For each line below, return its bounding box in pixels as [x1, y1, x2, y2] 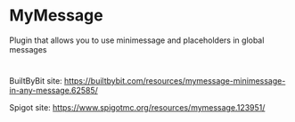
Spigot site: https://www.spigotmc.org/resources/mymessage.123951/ [9, 102, 266, 113]
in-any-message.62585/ [9, 85, 98, 96]
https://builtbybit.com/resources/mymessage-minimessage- [63, 76, 286, 86]
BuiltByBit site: [9, 76, 62, 86]
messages [9, 44, 47, 54]
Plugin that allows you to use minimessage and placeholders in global [9, 35, 265, 45]
